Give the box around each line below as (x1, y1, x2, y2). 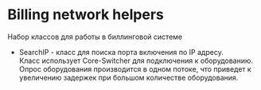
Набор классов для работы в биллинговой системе (7, 32, 183, 41)
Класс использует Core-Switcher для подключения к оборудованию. (18, 56, 254, 65)
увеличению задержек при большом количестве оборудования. (18, 72, 239, 82)
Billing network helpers (7, 6, 164, 24)
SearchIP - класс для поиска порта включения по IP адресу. (18, 47, 224, 57)
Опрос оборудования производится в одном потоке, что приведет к (18, 64, 251, 73)
